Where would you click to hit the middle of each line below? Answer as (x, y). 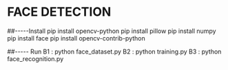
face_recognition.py (35, 58)
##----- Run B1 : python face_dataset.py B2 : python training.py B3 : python (114, 51)
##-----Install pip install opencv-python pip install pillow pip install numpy (112, 31)
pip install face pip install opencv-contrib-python (76, 38)
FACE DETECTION (59, 12)
